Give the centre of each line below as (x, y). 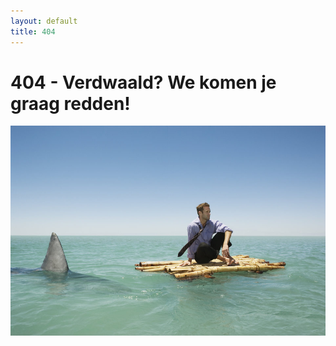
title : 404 (33, 31)
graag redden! (70, 103)
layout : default (44, 21)
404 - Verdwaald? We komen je (143, 82)
